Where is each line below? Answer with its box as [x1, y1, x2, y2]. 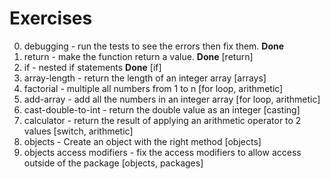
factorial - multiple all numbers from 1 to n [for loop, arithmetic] [23, 82, 284, 94]
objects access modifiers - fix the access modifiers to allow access [23, 146, 302, 158]
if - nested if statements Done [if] [23, 61, 162, 73]
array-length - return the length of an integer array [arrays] [23, 72, 267, 84]
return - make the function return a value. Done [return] [23, 50, 254, 62]
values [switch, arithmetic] [23, 125, 134, 137]
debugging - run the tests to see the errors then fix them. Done [23, 40, 285, 52]
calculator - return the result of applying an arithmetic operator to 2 [23, 114, 302, 126]
